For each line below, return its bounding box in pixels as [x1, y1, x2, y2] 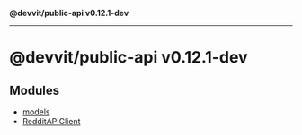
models [22, 106, 50, 117]
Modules [9, 82, 60, 97]
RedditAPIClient [22, 116, 81, 126]
